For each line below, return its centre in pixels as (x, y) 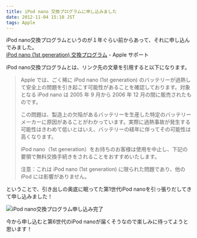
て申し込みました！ (29, 197)
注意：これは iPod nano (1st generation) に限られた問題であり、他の (103, 169)
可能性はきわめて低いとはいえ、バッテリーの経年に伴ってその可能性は (106, 129)
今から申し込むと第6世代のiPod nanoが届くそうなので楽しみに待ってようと (97, 221)
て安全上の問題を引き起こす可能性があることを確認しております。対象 (105, 87)
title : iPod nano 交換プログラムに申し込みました (61, 12)
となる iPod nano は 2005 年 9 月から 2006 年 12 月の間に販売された (104, 94)
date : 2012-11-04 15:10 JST (41, 17)
